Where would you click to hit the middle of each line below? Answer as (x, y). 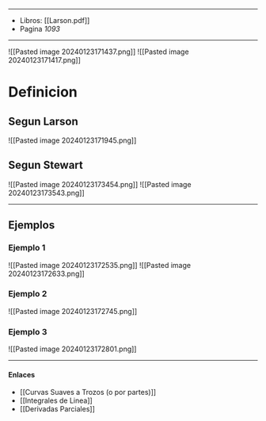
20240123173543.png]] (46, 193)
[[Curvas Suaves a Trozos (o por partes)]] (88, 392)
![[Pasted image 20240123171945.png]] (72, 140)
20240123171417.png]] (45, 60)
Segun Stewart (46, 165)
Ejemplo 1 (27, 248)
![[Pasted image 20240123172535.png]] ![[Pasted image (100, 265)
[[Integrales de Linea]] (56, 400)
